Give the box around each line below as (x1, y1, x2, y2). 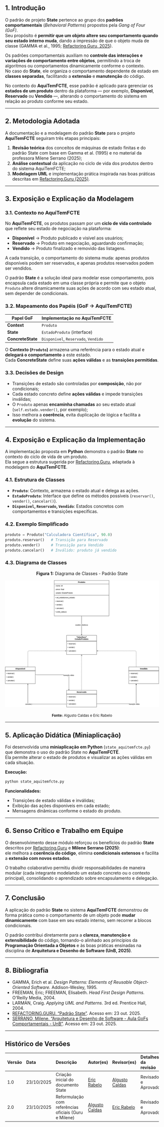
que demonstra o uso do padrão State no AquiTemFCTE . (5, 749, 120, 755)
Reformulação (55, 1094, 84, 1100)
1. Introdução (5, 4, 45, 12)
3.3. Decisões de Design (5, 369, 64, 376)
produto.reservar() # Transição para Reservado (5, 537, 108, 542)
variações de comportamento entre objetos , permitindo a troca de (5, 57, 141, 63)
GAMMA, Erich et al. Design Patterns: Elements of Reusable (12, 979, 133, 985)
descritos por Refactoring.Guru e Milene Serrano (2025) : (5, 845, 121, 851)
